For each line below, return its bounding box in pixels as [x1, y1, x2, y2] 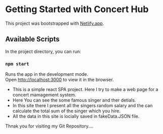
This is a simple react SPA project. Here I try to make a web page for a [12, 86, 158, 93]
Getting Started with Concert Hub [5, 4, 149, 15]
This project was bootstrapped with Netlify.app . [5, 20, 104, 26]
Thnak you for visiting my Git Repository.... [5, 123, 94, 129]
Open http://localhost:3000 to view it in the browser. [5, 77, 114, 83]
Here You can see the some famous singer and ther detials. [12, 97, 136, 103]
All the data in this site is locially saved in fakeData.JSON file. [12, 113, 140, 119]
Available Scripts [5, 35, 60, 43]
